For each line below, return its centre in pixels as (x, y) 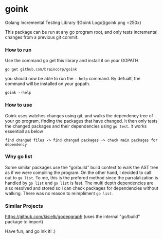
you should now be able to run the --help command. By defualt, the (73, 79)
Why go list (19, 156)
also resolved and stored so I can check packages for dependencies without (82, 188)
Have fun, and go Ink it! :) (30, 231)
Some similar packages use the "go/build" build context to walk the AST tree (82, 167)
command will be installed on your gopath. (48, 84)
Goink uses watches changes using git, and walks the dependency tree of (79, 115)
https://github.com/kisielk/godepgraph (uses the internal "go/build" (72, 217)
